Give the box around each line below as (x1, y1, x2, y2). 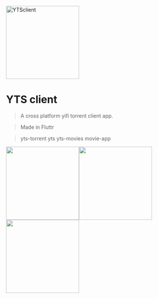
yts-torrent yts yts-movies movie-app (20, 135, 111, 142)
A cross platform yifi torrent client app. (20, 112, 114, 119)
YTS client (6, 93, 58, 106)
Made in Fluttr (20, 123, 54, 130)
